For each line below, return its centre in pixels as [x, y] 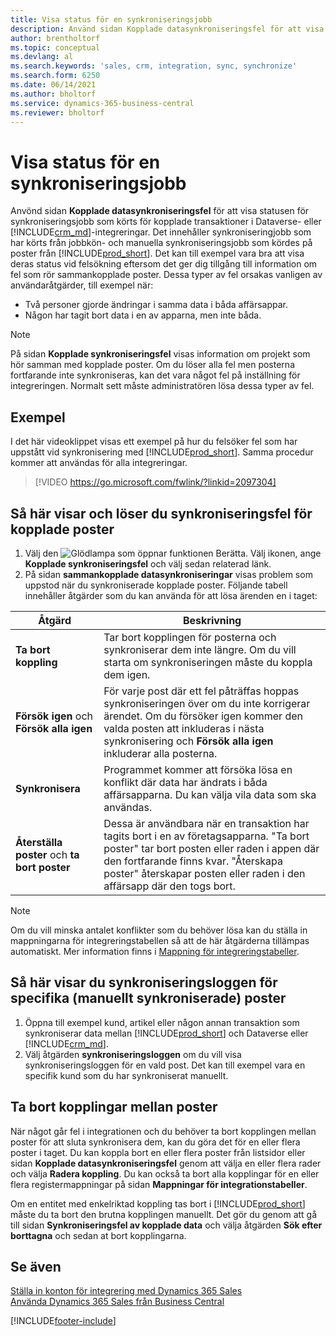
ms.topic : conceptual [55, 47]
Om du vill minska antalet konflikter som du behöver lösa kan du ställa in [159, 930]
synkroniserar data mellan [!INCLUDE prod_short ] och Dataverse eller [166, 1033]
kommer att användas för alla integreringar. [99, 463]
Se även [36, 1266]
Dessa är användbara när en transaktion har [206, 823]
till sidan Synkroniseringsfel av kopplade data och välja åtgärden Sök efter [166, 1225]
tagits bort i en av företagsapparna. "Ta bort [206, 836]
